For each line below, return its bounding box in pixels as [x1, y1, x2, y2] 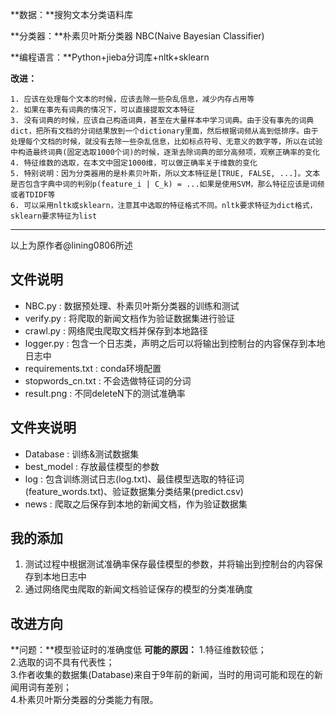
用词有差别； [18, 681, 72, 693]
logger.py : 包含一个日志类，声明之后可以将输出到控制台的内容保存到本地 [24, 337, 326, 349]
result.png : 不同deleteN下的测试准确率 [24, 387, 186, 399]
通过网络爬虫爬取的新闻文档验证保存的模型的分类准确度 [24, 583, 253, 595]
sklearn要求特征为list [10, 211, 98, 221]
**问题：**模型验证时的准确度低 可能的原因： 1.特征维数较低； [10, 644, 267, 656]
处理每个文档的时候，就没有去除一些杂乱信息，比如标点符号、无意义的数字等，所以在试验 [10, 137, 323, 147]
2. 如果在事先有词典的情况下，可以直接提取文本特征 [10, 105, 195, 115]
